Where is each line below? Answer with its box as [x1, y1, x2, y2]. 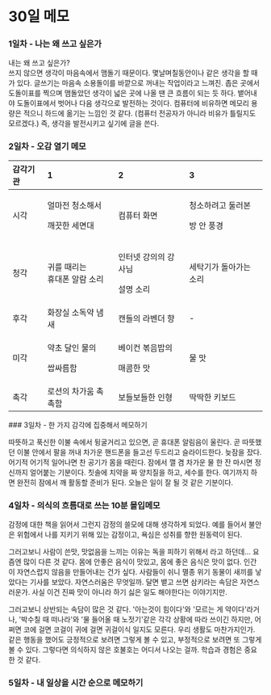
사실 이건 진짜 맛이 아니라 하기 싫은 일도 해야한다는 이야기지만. [31, 588, 227, 597]
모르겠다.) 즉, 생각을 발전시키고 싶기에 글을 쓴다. [8, 119, 160, 128]
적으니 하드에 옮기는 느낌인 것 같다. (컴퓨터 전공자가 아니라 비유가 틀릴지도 [23, 108, 256, 118]
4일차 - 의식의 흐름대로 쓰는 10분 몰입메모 [8, 499, 161, 511]
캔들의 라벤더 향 [118, 313, 175, 324]
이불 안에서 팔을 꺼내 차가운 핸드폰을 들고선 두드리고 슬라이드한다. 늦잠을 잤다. [16, 447, 262, 457]
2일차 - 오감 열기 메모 [8, 141, 86, 152]
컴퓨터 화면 [118, 209, 158, 221]
